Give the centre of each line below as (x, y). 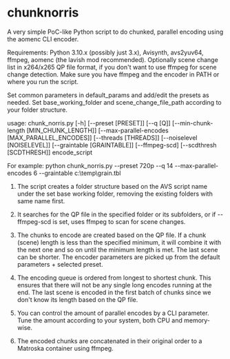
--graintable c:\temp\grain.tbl (80, 173)
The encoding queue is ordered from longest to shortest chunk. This (114, 278)
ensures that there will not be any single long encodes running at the (114, 285)
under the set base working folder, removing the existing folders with (115, 194)
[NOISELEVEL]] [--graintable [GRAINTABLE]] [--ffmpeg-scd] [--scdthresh (112, 145)
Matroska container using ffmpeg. (65, 348)
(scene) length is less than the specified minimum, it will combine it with (119, 242)
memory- (197, 320)
